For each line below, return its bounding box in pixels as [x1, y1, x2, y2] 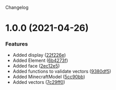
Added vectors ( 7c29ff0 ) [12, 79, 65, 85]
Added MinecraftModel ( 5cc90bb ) [12, 74, 86, 80]
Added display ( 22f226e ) [12, 52, 66, 58]
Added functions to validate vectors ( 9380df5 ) [12, 69, 111, 75]
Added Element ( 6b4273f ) [12, 57, 68, 63]
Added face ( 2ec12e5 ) [12, 63, 60, 69]
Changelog [5, 5, 29, 10]
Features [5, 40, 28, 48]
